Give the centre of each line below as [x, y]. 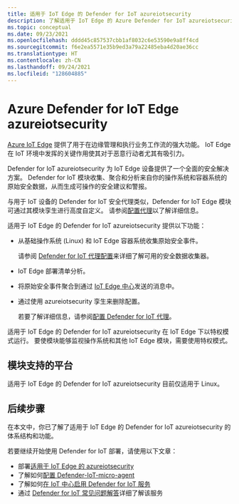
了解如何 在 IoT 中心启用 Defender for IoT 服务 [84, 484]
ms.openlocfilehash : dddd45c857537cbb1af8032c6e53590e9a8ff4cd [103, 41]
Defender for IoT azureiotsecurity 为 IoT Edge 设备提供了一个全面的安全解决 [118, 169]
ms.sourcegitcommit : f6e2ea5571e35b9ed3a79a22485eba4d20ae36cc [103, 47]
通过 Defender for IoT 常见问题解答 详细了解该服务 [90, 493]
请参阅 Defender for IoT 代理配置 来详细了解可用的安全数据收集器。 [115, 256]
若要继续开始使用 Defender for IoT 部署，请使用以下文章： [92, 451]
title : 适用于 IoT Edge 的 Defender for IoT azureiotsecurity [99, 14]
